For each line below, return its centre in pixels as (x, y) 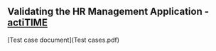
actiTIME (28, 23)
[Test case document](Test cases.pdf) (63, 40)
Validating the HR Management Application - (108, 12)
